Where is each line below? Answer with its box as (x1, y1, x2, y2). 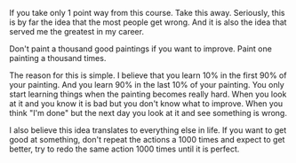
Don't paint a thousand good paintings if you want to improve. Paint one (9, 43, 273, 54)
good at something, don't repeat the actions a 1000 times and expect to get (9, 135, 285, 144)
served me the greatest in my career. (9, 27, 145, 36)
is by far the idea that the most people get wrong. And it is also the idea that (9, 17, 287, 27)
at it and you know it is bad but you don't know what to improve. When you (9, 98, 284, 109)
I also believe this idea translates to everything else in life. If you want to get (9, 125, 287, 136)
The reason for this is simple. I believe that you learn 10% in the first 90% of (9, 70, 287, 81)
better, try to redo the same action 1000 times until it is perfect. (9, 144, 240, 154)
